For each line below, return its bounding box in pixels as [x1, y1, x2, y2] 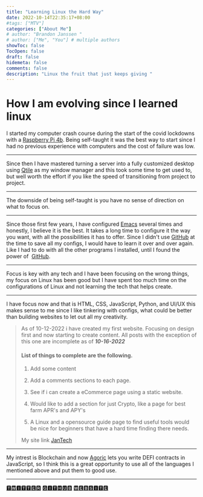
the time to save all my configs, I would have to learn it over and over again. [6, 240, 195, 247]
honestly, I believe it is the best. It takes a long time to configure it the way [6, 227, 191, 234]
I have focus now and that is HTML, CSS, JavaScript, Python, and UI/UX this [6, 300, 196, 308]
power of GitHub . [6, 252, 51, 260]
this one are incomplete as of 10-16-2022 [21, 338, 126, 345]
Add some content [30, 365, 77, 372]
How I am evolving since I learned [6, 97, 178, 111]
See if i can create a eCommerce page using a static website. [30, 389, 183, 396]
